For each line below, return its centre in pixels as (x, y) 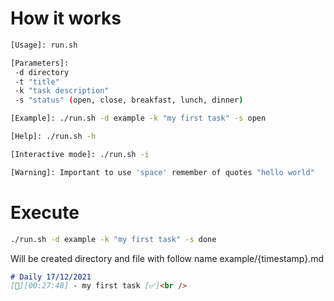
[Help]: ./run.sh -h (53, 137)
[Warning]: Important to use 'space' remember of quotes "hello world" (162, 172)
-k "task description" (62, 91)
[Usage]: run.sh (44, 45)
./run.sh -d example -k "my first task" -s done (113, 239)
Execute (45, 212)
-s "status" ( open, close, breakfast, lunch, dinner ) (129, 100)
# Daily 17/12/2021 (51, 277)
